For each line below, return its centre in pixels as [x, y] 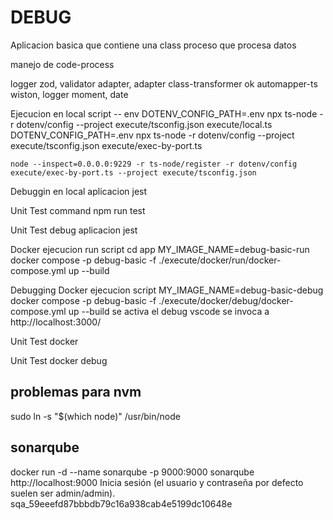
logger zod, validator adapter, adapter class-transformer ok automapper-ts [164, 83]
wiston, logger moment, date [69, 94]
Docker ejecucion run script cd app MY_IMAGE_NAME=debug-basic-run [160, 249]
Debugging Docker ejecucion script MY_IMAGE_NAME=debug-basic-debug [167, 290]
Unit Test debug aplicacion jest [74, 230]
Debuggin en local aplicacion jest [79, 191]
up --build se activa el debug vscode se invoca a [169, 311]
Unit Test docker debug [59, 360]
